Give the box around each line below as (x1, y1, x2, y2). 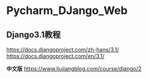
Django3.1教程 (6, 29, 61, 40)
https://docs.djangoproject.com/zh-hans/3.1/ (6, 46, 119, 53)
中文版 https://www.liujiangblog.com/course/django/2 (6, 65, 142, 72)
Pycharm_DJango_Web (6, 4, 128, 18)
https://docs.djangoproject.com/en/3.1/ (6, 52, 105, 60)
